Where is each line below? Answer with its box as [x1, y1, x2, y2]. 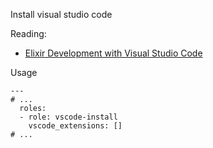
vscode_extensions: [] [28, 121, 123, 131]
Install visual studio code [10, 9, 113, 20]
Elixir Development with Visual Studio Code [24, 47, 203, 59]
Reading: [10, 28, 47, 39]
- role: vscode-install [19, 112, 118, 122]
